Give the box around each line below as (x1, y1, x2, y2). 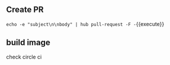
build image (6, 38, 50, 48)
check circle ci (6, 53, 42, 60)
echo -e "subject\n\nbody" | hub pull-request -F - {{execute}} (6, 20, 165, 27)
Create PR (6, 5, 44, 15)
